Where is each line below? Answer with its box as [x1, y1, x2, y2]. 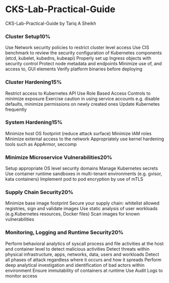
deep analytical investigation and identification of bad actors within [5, 262, 145, 268]
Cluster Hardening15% [5, 78, 62, 86]
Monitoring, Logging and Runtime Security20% [5, 229, 124, 236]
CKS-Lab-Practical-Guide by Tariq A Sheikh [5, 20, 97, 26]
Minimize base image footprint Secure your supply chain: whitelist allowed [5, 200, 160, 206]
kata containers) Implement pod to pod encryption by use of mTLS [5, 176, 144, 182]
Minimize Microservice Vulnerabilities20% [5, 153, 112, 160]
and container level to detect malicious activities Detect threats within [5, 246, 150, 252]
